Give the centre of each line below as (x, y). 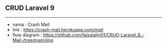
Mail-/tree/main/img (33, 40)
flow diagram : (27, 35)
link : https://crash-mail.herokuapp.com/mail (58, 29)
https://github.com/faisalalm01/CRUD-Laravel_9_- (94, 35)
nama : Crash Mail (31, 24)
